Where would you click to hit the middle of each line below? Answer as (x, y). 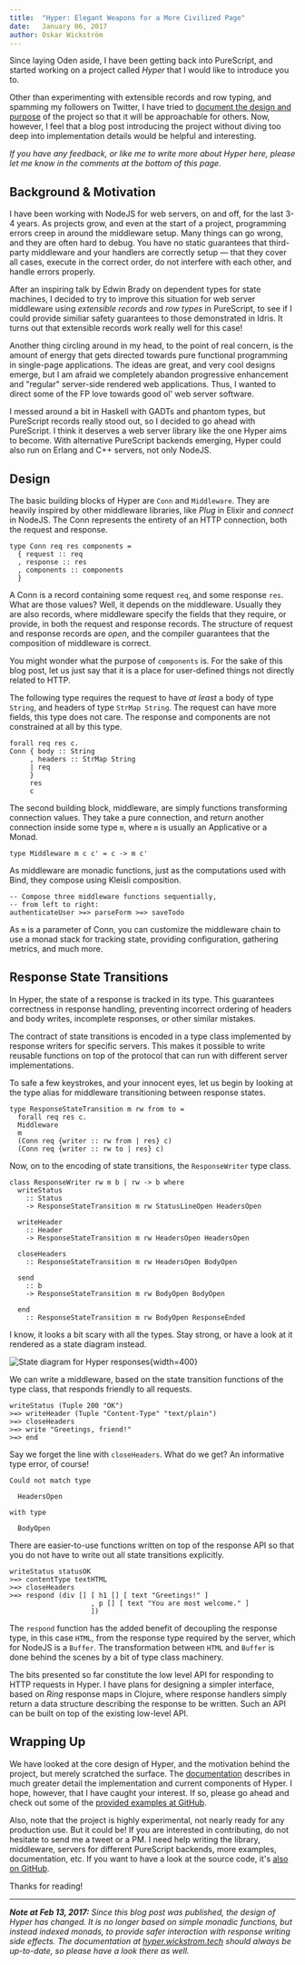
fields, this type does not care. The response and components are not (140, 717)
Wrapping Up (48, 1742)
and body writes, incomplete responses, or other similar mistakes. (133, 1018)
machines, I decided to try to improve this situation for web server (133, 299)
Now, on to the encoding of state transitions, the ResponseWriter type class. (151, 1165)
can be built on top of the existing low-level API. (99, 1713)
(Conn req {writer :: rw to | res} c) (91, 1149)
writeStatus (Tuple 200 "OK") (67, 1405)
